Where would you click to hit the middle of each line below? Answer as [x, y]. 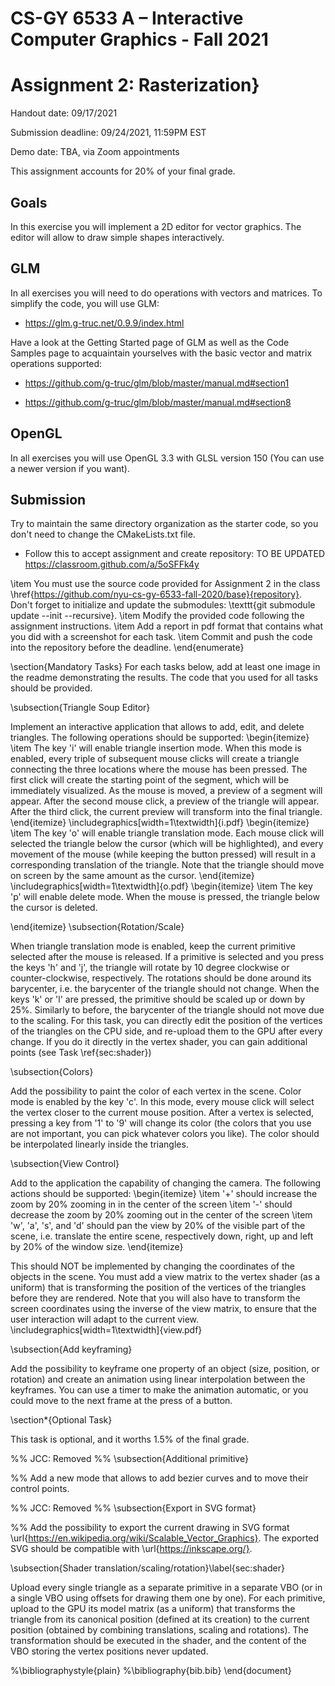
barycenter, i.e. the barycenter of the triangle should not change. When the [165, 989]
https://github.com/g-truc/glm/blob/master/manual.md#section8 [158, 402]
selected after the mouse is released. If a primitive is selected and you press [167, 957]
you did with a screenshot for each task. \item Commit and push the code [161, 637]
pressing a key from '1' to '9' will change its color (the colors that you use [161, 1123]
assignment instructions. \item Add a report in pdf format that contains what [167, 626]
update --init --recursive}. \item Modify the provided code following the [157, 616]
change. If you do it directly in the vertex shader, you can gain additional [159, 1042]
